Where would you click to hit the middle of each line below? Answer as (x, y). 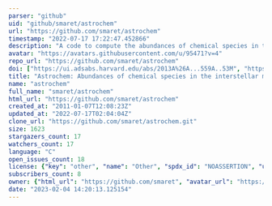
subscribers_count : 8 (45, 174)
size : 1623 (27, 129)
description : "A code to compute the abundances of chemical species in (134, 46)
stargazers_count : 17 (45, 136)
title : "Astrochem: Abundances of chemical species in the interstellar (134, 76)
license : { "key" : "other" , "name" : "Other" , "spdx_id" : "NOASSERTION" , (132, 167)
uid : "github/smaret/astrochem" (63, 24)
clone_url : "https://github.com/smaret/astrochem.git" (103, 122)
